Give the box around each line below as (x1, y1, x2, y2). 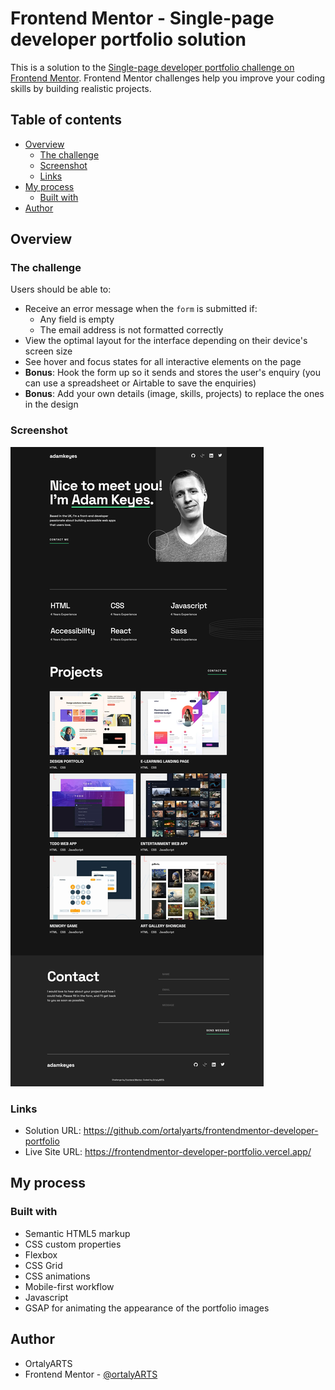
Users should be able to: (10, 283, 112, 296)
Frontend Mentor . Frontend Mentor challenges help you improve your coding (10, 72, 326, 84)
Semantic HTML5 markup (24, 1227, 131, 1239)
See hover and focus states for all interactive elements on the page (24, 356, 302, 368)
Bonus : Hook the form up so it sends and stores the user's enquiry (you (24, 367, 321, 379)
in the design (24, 398, 79, 411)
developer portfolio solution (10, 28, 247, 51)
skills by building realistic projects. (10, 82, 152, 94)
